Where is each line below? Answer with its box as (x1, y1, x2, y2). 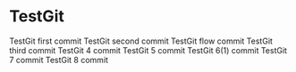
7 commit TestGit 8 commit (9, 54, 109, 65)
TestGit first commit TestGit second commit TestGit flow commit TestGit (9, 36, 273, 46)
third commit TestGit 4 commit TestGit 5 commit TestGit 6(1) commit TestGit (9, 44, 288, 55)
